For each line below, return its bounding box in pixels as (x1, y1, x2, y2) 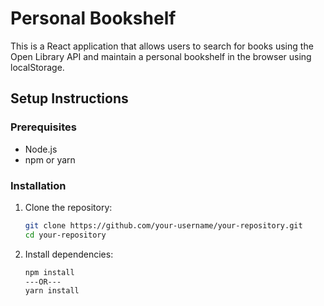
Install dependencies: (24, 248, 114, 260)
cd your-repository (24, 230, 107, 240)
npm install (24, 267, 75, 277)
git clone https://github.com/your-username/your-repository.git (24, 220, 303, 231)
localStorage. (10, 61, 65, 73)
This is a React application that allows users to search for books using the (10, 40, 314, 52)
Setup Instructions (10, 90, 129, 107)
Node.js (24, 143, 58, 155)
